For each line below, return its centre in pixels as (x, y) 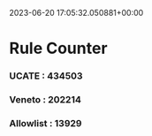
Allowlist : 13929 (46, 123)
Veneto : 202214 (46, 100)
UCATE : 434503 (46, 76)
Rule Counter (58, 49)
